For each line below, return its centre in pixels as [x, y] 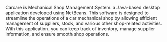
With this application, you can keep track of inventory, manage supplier [80, 29]
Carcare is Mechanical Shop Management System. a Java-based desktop [83, 7]
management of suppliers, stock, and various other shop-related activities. [84, 23]
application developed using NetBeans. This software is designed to [77, 13]
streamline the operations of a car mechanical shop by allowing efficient [81, 18]
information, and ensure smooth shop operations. [57, 34]
